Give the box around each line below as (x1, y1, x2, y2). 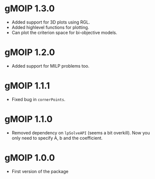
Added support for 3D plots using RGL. (11, 19, 90, 25)
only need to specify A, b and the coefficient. (11, 135, 103, 141)
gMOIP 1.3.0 (4, 3, 55, 14)
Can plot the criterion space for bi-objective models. (11, 29, 117, 35)
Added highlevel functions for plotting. (11, 24, 89, 30)
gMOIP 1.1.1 (4, 80, 50, 91)
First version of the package (11, 168, 69, 174)
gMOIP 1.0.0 (4, 152, 55, 163)
